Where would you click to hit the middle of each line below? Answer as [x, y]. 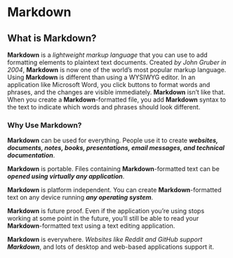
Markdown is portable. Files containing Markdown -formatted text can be [113, 169]
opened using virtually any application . [66, 177]
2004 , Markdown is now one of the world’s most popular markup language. [117, 70]
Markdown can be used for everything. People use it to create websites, [113, 140]
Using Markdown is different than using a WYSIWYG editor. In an [101, 77]
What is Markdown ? [52, 38]
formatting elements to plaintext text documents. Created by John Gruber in [117, 62]
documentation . [31, 156]
